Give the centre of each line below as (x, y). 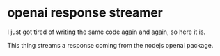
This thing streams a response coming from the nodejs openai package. (110, 45)
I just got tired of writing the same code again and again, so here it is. (107, 32)
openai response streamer (85, 13)
